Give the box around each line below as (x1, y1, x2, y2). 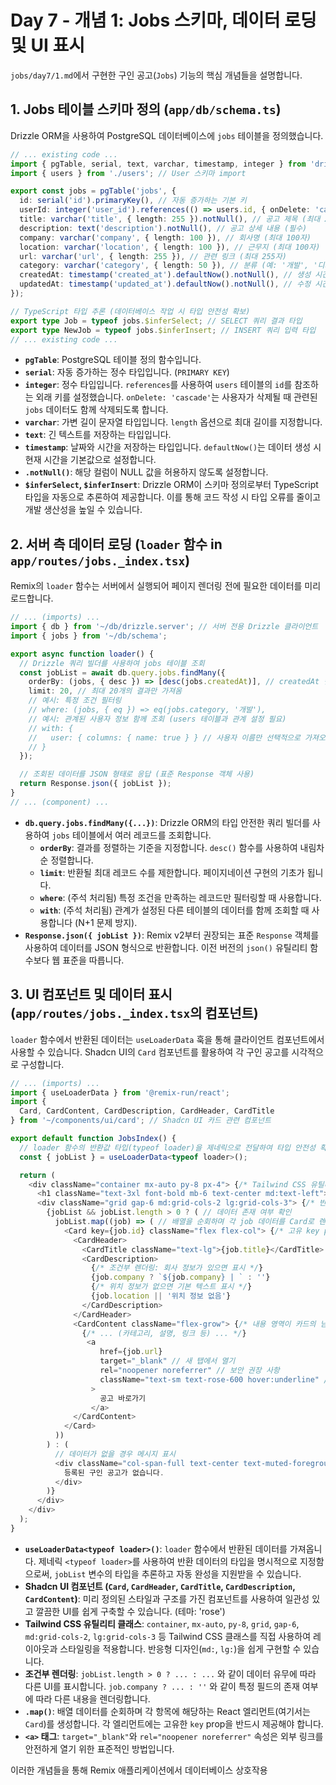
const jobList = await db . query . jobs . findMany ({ (19, 667, 226, 678)
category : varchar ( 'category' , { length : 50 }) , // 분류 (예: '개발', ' (19, 261, 318, 271)
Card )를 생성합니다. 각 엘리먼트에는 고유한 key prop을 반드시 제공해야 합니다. (24, 1717, 324, 1730)
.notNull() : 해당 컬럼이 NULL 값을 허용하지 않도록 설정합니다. (24, 466, 269, 478)
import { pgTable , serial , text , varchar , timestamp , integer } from (10, 159, 307, 169)
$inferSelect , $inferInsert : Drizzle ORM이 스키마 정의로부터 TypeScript (24, 479, 319, 491)
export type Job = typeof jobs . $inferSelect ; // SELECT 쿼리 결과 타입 (10, 316, 303, 326)
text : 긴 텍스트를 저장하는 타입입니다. (24, 429, 172, 441)
